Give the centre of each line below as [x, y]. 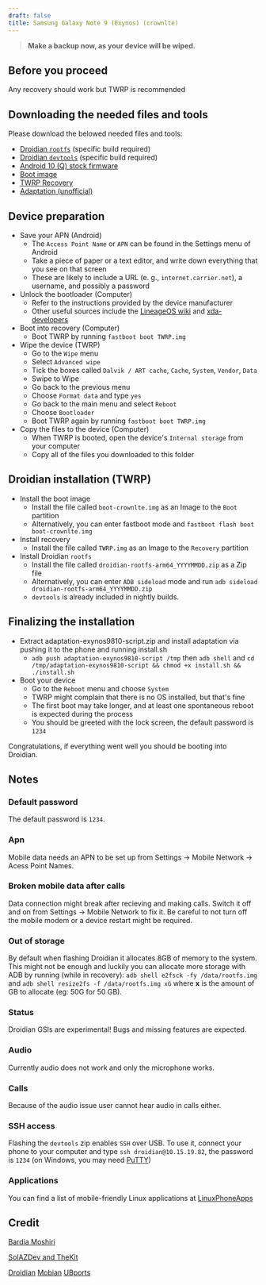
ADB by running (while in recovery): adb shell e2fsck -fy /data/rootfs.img [133, 975]
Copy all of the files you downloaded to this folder [113, 454]
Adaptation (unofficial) [56, 191]
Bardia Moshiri [32, 1242]
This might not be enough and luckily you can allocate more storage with [127, 967]
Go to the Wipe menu [65, 353]
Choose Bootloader [63, 412]
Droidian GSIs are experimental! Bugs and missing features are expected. [127, 1029]
